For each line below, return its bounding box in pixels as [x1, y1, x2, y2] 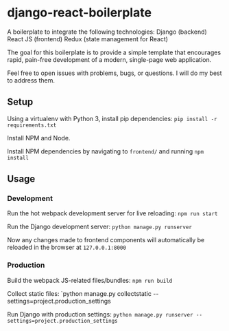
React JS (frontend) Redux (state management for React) [7, 34, 169, 43]
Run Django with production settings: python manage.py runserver [7, 310, 193, 318]
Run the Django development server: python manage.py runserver [7, 222, 192, 231]
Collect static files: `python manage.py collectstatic [7, 289, 152, 297]
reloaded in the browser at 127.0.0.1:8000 [7, 243, 127, 252]
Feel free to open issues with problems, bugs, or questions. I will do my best [7, 69, 222, 77]
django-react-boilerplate [7, 5, 152, 21]
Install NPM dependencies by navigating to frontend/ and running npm [7, 147, 204, 156]
